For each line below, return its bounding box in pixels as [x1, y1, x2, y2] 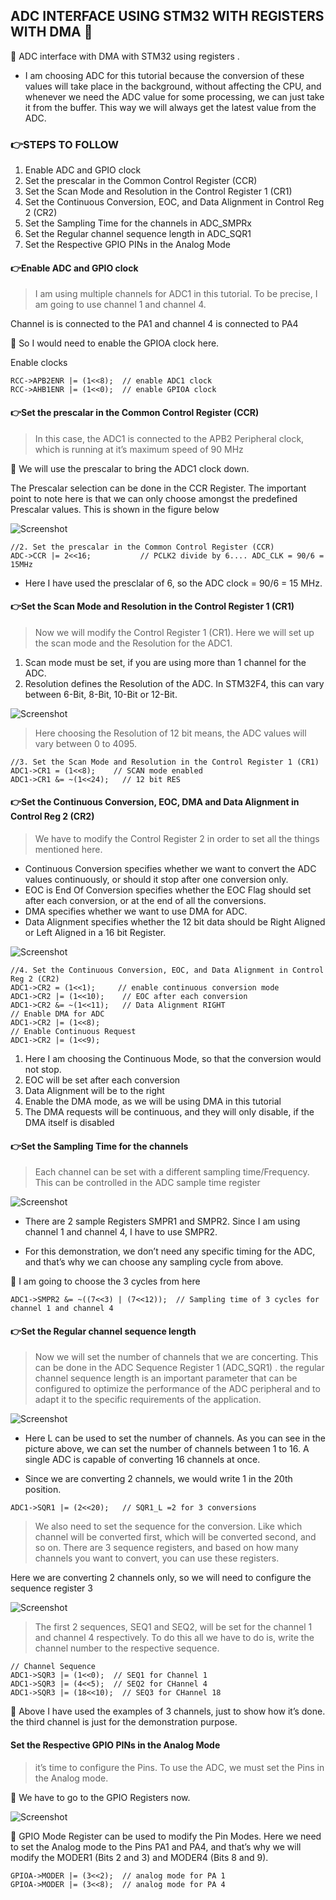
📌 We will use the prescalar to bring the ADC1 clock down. [10, 462, 250, 474]
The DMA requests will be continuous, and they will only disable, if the [24, 1105, 315, 1118]
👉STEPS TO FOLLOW [10, 137, 119, 151]
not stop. [24, 1063, 62, 1075]
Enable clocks [10, 357, 68, 369]
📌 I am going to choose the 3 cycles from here [10, 1275, 201, 1288]
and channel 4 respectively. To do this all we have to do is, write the [34, 1632, 315, 1644]
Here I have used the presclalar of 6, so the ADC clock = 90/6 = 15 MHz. [24, 577, 323, 589]
